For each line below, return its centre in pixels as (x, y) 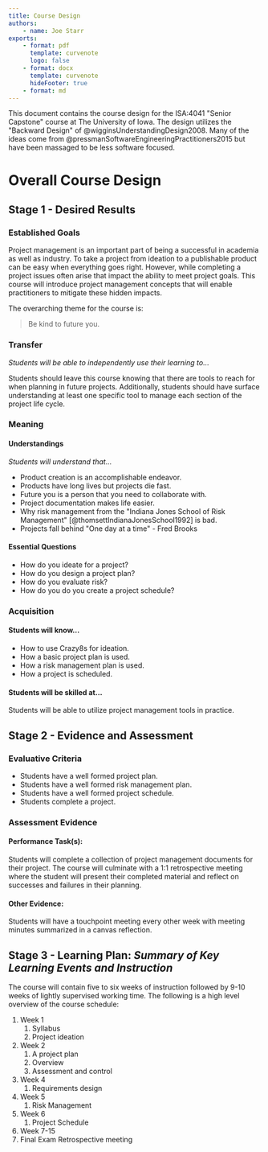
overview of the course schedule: (64, 1004)
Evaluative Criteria (45, 759)
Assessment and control (72, 1072)
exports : (23, 38)
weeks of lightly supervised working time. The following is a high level (124, 996)
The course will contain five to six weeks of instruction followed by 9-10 (127, 987)
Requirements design (67, 1088)
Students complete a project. (68, 801)
